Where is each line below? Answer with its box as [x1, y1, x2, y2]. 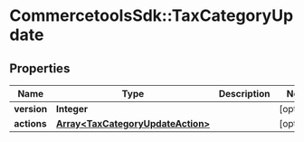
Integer [55, 103, 89, 115]
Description [218, 88, 271, 99]
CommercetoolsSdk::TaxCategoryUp [9, 5, 294, 26]
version [14, 103, 48, 115]
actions [14, 118, 47, 129]
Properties [9, 61, 71, 76]
